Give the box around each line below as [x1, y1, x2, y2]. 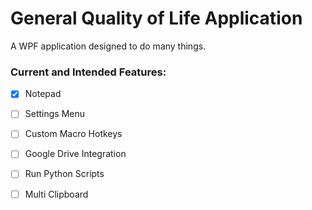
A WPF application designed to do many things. [10, 40, 207, 52]
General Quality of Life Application [10, 7, 303, 30]
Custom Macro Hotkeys [24, 128, 123, 140]
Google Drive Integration [24, 148, 127, 160]
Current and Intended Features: [10, 65, 167, 79]
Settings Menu [24, 108, 86, 120]
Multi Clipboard [24, 188, 89, 200]
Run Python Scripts [24, 168, 105, 180]
